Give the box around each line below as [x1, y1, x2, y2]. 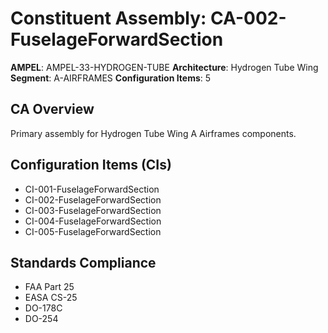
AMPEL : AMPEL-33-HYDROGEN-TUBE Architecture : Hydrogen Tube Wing [10, 61, 319, 73]
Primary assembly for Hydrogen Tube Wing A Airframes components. [10, 127, 297, 139]
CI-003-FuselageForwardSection [24, 204, 162, 216]
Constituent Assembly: [10, 7, 207, 30]
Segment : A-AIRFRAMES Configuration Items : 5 [10, 72, 212, 84]
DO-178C [24, 302, 63, 314]
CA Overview [10, 101, 95, 118]
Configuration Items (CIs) [10, 157, 172, 174]
